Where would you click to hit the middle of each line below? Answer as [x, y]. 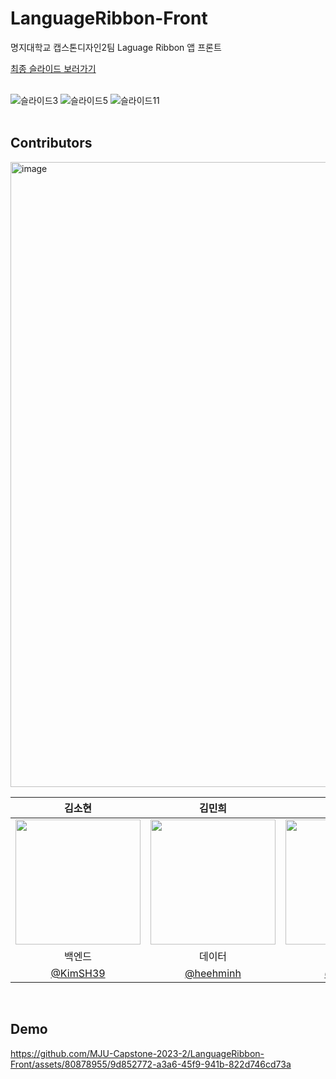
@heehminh [213, 973]
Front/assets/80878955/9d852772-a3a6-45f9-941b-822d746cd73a [151, 1064]
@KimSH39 [78, 973]
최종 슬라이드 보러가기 [53, 68]
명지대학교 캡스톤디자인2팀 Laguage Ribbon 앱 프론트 [116, 47]
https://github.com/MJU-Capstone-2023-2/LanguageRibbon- [137, 1053]
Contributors [51, 143]
